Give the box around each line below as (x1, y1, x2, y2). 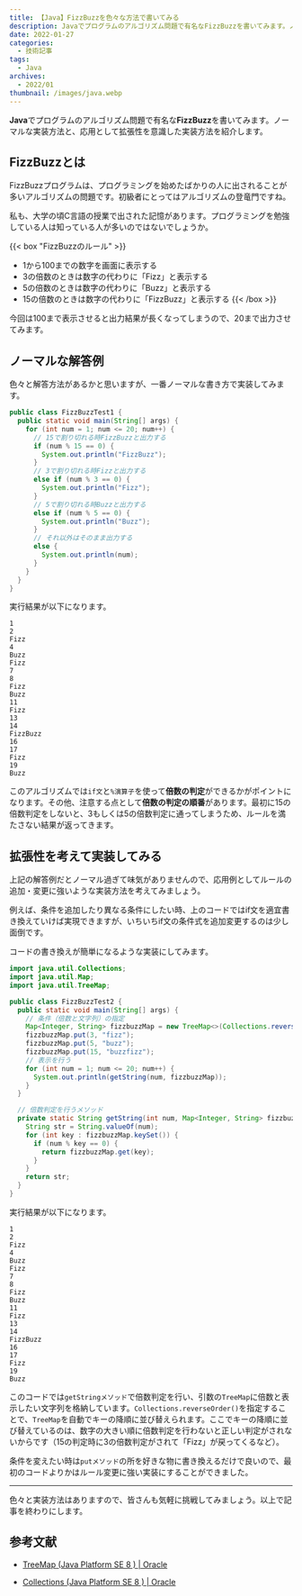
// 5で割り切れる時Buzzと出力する (32, 500, 147, 509)
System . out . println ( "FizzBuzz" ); (41, 449, 167, 459)
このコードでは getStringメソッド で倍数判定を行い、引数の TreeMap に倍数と (9, 1391, 282, 1401)
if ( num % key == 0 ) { (32, 1138, 119, 1148)
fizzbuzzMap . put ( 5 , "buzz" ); (25, 1039, 135, 1048)
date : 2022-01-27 (9, 30, 75, 39)
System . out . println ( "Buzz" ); (41, 517, 151, 526)
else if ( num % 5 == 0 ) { (32, 508, 130, 518)
